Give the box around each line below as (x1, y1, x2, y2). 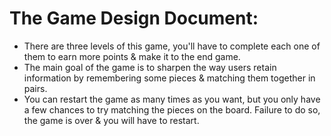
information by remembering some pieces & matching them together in (23, 72, 316, 84)
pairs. (23, 82, 48, 94)
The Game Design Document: (9, 7, 259, 30)
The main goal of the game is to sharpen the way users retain (23, 61, 277, 73)
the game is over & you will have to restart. (23, 114, 200, 126)
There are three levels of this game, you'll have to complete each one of (23, 40, 321, 52)
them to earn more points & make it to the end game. (23, 50, 241, 62)
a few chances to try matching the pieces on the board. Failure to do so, (23, 103, 321, 116)
